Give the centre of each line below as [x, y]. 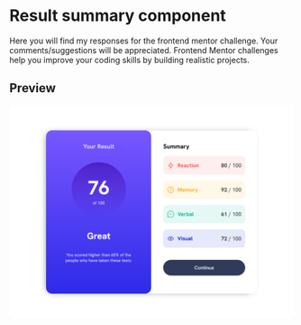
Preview [33, 88]
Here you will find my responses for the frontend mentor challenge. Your [144, 41]
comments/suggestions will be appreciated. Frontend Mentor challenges [144, 50]
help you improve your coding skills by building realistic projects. [130, 60]
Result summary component [118, 16]
